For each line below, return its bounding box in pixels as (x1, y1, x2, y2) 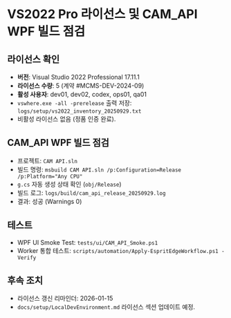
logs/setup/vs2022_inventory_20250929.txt (17, 108, 142, 115)
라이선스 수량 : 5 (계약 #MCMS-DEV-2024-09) (17, 82, 145, 90)
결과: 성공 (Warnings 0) (17, 197, 82, 205)
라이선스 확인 (7, 53, 60, 65)
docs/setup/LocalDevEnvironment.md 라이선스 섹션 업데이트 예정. (17, 303, 196, 311)
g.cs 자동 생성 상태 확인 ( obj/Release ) (17, 180, 122, 188)
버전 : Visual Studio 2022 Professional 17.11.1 (17, 73, 140, 81)
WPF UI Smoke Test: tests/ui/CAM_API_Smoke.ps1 (17, 238, 158, 246)
